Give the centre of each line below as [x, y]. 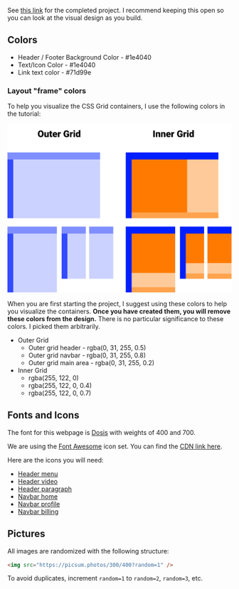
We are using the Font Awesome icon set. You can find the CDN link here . [115, 446]
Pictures [26, 534]
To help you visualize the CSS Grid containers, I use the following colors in [116, 107]
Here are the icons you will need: [56, 460]
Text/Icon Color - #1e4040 [57, 65]
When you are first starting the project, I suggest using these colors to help [117, 303]
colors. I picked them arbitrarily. [54, 326]
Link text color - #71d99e [54, 72]
